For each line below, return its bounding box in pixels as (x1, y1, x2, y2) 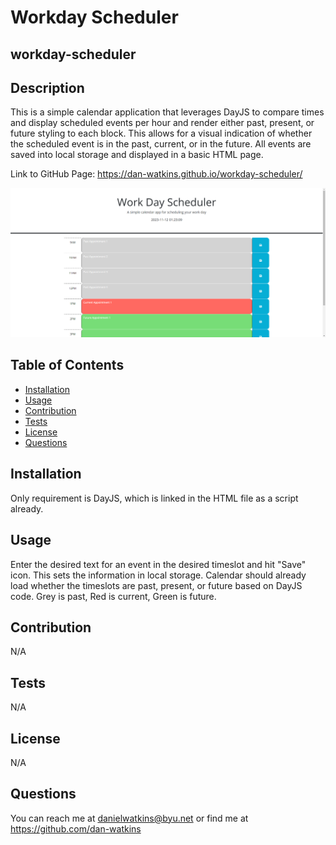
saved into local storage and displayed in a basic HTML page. (10, 149, 264, 161)
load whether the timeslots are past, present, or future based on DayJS (10, 579, 303, 591)
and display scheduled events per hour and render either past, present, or (10, 117, 315, 129)
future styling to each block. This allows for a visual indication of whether (10, 127, 313, 140)
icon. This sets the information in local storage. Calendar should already (10, 569, 307, 581)
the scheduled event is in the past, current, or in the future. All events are (10, 138, 312, 150)
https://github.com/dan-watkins (10, 822, 142, 835)
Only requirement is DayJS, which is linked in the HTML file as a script (10, 492, 299, 504)
